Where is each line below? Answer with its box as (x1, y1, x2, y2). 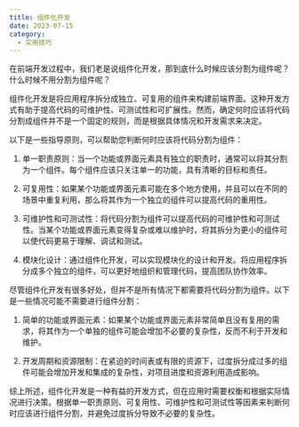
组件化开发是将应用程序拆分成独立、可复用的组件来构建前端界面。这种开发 (9, 93, 282, 104)
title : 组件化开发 (9, 12, 71, 22)
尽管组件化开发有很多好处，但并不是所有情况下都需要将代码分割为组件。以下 (9, 285, 290, 295)
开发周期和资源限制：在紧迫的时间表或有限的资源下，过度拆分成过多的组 (21, 356, 287, 367)
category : (9, 29, 46, 38)
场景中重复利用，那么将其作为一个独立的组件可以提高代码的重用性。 (21, 195, 272, 205)
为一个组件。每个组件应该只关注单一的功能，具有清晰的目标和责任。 (21, 165, 272, 175)
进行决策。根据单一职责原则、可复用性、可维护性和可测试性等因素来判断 (16, 397, 282, 407)
